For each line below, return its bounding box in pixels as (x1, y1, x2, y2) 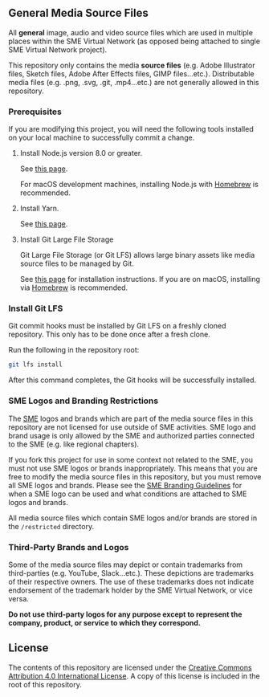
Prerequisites (8, 106, 62, 117)
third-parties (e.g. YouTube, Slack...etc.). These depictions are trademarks (8, 568, 255, 577)
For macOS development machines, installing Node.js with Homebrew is (19, 180, 259, 190)
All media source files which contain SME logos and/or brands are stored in (8, 513, 258, 523)
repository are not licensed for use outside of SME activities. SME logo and (8, 422, 256, 432)
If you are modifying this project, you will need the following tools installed (8, 124, 255, 134)
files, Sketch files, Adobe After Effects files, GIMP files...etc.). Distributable (8, 68, 255, 79)
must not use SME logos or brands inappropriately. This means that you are (8, 463, 259, 473)
